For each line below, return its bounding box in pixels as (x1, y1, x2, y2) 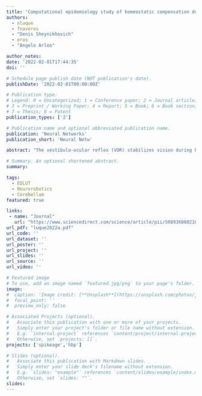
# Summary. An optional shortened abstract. (6, 158, 120, 165)
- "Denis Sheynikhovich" (11, 31, 74, 37)
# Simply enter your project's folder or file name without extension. (6, 325, 195, 331)
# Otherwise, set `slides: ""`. (6, 375, 93, 381)
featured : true (6, 197, 44, 203)
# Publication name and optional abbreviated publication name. (6, 125, 171, 131)
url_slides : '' (6, 253, 44, 259)
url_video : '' (6, 264, 42, 270)
